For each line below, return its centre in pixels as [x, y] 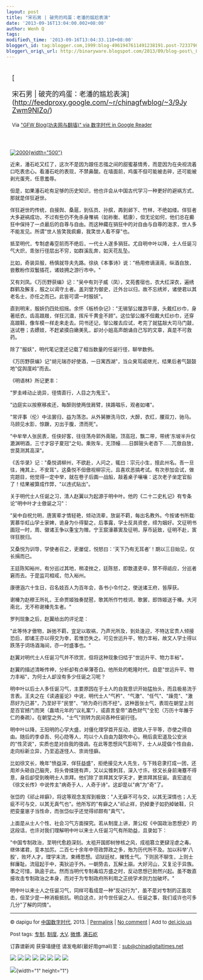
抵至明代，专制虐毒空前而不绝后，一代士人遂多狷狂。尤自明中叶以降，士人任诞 [101, 243]
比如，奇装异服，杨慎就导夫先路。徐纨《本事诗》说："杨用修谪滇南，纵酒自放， [102, 263]
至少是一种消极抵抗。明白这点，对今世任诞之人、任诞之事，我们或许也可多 [111, 897]
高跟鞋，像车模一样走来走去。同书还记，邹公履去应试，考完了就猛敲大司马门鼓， [104, 323]
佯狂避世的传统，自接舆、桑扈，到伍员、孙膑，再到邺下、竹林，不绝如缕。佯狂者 [104, 210]
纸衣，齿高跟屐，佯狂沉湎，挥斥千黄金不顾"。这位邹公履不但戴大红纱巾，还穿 [105, 315]
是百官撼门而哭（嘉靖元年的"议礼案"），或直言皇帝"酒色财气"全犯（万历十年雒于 [102, 710]
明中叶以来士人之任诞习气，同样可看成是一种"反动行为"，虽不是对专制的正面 [98, 890]
